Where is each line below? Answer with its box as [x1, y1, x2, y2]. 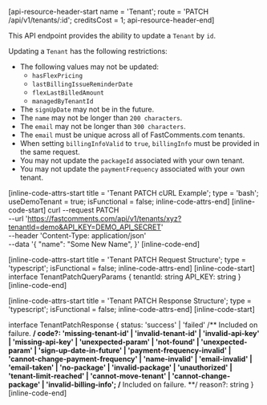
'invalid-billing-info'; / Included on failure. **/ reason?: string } [46, 380, 254, 389]
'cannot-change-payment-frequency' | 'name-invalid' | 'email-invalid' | [8, 354, 253, 363]
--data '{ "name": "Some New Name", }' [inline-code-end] [8, 240, 200, 249]
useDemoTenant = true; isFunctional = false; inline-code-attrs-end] [8, 196, 230, 206]
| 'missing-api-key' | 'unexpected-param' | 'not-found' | [8, 337, 200, 346]
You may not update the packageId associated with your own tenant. [19, 156, 245, 165]
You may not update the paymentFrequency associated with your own [19, 164, 245, 173]
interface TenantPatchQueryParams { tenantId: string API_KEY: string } [8, 272, 241, 281]
